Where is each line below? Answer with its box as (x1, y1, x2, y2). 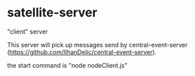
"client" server (7, 27, 48, 36)
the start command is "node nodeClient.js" (7, 61, 128, 69)
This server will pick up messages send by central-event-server (7, 40, 188, 49)
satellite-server (7, 5, 97, 21)
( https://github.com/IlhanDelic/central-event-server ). (7, 48, 157, 56)
